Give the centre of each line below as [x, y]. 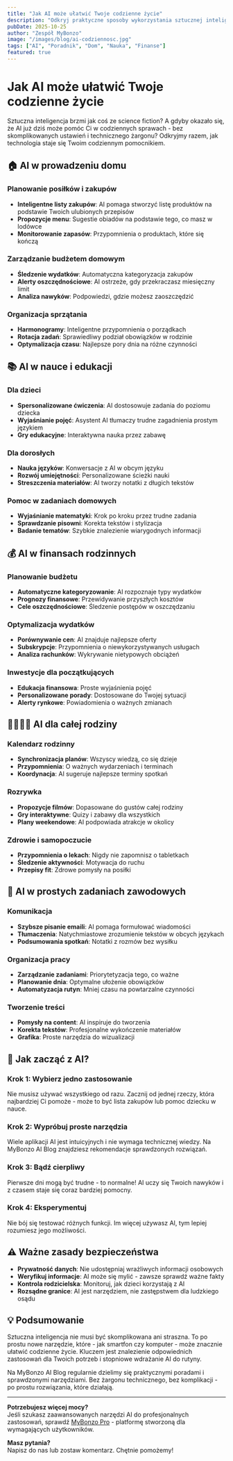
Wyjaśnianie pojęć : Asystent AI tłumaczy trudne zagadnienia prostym [118, 420]
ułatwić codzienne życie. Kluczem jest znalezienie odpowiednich [100, 1352]
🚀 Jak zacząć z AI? [48, 1059]
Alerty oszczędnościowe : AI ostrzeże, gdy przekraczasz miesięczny [116, 281]
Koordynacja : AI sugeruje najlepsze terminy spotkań [93, 774]
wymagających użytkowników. [51, 1430]
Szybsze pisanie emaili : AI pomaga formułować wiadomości [104, 927]
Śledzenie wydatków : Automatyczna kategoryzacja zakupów [105, 274]
